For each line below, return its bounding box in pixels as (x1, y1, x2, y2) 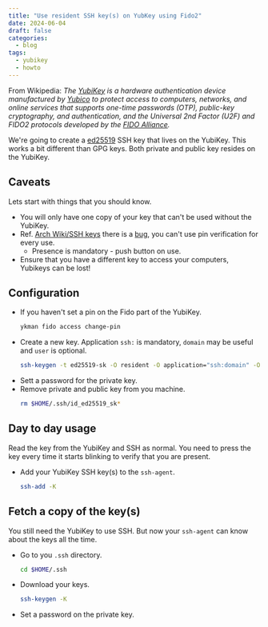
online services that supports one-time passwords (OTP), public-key (8, 102, 234, 112)
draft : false (8, 26, 52, 34)
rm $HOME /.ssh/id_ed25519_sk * (19, 400, 122, 408)
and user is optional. (19, 345, 87, 356)
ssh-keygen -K (19, 595, 67, 604)
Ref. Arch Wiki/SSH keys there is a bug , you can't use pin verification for (19, 229, 258, 238)
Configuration (8, 286, 80, 300)
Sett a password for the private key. (19, 376, 138, 385)
